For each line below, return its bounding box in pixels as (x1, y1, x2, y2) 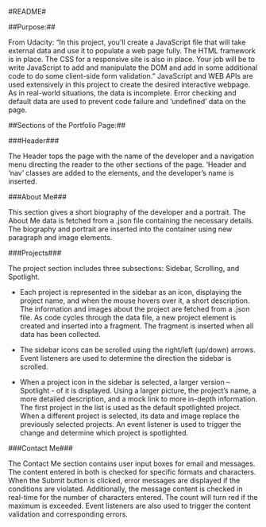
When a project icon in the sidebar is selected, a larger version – (19, 378, 230, 386)
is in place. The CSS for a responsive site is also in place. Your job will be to (8, 55, 256, 64)
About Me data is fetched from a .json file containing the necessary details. (8, 216, 254, 225)
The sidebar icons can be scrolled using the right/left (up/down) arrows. (19, 345, 256, 355)
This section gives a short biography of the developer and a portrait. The (8, 207, 246, 217)
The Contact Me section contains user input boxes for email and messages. (8, 459, 256, 468)
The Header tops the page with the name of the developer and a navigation (8, 151, 255, 161)
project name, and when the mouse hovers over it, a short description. (19, 296, 250, 305)
